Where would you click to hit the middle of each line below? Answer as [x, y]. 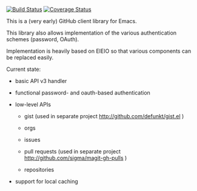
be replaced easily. [30, 57]
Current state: [24, 69]
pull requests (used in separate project [72, 151]
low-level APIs [33, 104]
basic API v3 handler [41, 81]
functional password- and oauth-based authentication [82, 93]
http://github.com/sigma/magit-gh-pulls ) [75, 158]
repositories [39, 169]
